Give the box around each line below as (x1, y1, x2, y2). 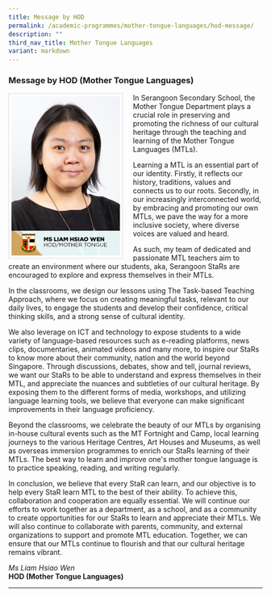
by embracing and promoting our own (132, 203, 259, 213)
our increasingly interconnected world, (132, 195, 262, 204)
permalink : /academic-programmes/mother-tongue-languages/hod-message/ (8, 21, 254, 30)
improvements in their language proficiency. (8, 405, 155, 414)
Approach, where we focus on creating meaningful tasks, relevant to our (8, 295, 249, 305)
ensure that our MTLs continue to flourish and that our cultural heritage (8, 539, 245, 549)
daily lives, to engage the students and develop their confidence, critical (8, 303, 248, 313)
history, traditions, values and (132, 178, 231, 187)
